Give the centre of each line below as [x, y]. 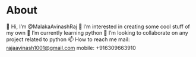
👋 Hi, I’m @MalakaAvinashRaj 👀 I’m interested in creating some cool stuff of [98, 26]
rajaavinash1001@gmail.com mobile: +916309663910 [71, 48]
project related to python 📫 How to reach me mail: [68, 39]
